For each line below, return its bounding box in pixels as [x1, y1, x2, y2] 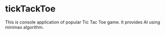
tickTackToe [5, 3, 56, 14]
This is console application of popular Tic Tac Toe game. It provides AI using [5, 19, 161, 25]
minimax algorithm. [5, 24, 44, 30]
